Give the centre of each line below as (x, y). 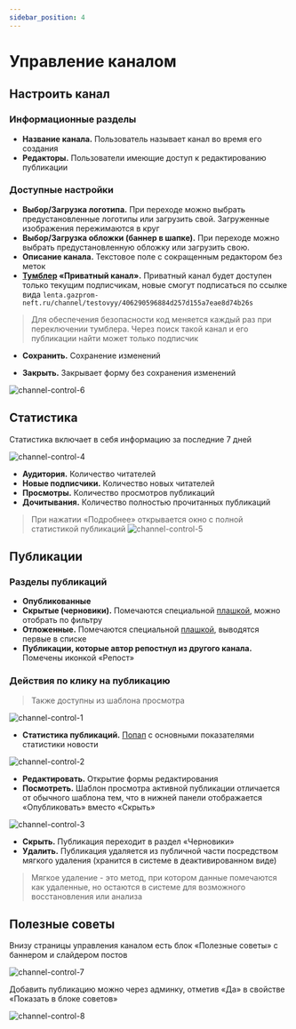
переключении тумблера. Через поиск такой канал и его (140, 329)
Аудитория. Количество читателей (89, 474)
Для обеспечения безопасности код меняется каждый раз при (151, 319)
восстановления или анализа (87, 896)
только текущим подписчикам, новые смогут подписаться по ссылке (155, 284)
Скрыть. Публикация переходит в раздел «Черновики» (128, 842)
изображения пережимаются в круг (91, 228)
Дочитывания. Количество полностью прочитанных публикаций (146, 502)
